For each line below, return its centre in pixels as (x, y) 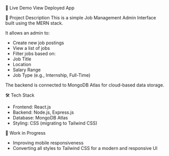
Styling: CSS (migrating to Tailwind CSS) (55, 123)
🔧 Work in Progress (25, 133)
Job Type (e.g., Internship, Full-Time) (51, 75)
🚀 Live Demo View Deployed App (40, 8)
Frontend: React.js (32, 107)
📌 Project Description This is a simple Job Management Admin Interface (81, 18)
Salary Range (27, 70)
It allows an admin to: (27, 33)
